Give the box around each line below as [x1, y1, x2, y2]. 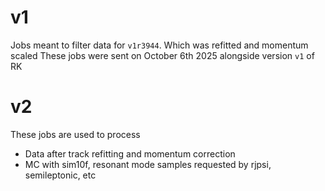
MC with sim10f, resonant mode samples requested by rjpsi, [24, 158, 272, 170]
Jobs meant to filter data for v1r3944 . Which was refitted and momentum [10, 39, 309, 51]
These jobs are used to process [10, 128, 141, 140]
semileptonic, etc [24, 169, 97, 181]
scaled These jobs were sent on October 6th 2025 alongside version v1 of [10, 49, 315, 61]
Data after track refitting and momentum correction [24, 147, 236, 160]
